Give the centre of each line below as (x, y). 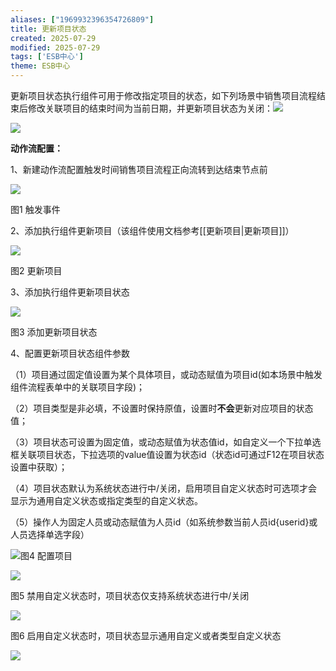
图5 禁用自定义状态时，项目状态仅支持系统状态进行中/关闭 (130, 595)
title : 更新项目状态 (48, 29)
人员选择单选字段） (50, 534)
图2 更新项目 (36, 270)
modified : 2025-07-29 (55, 47)
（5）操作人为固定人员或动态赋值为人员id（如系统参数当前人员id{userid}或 (164, 522)
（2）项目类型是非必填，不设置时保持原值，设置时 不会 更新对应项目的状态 (162, 408)
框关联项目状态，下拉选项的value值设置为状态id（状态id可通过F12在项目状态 (167, 454)
